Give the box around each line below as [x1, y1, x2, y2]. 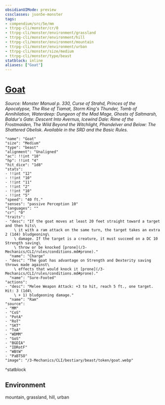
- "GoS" [5, 336, 21, 341]
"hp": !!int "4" [5, 158, 39, 163]
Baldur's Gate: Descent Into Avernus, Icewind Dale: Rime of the [5, 116, 134, 122]
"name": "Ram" [9, 297, 39, 302]
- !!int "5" [5, 193, 30, 198]
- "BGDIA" [5, 340, 26, 345]
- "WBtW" [5, 349, 23, 354]
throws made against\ [5, 263, 50, 268]
